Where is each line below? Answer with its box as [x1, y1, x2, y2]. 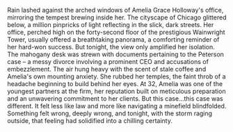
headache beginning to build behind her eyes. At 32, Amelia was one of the [7, 80, 223, 88]
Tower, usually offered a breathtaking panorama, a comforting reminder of [7, 35, 220, 44]
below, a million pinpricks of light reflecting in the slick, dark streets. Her [7, 21, 214, 28]
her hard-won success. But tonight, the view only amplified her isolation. [7, 43, 216, 51]
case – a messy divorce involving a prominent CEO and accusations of [7, 58, 209, 65]
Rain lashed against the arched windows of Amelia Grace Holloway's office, [7, 6, 224, 14]
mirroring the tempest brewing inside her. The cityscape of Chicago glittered [7, 13, 227, 22]
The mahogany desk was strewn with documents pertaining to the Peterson [7, 50, 225, 58]
